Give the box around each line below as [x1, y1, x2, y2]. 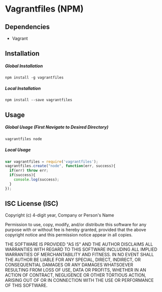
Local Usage [5, 147, 31, 153]
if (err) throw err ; [9, 168, 49, 173]
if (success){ [9, 173, 36, 178]
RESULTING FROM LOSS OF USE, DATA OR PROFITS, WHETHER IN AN [5, 267, 147, 273]
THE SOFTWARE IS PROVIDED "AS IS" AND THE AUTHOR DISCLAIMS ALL [5, 241, 153, 247]
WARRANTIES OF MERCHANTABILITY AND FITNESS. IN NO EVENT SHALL [5, 252, 154, 258]
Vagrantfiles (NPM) [5, 3, 84, 15]
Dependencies [5, 23, 50, 31]
